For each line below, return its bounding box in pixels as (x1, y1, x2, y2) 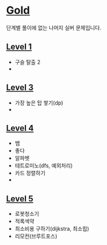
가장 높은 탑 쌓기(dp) (14, 99, 64, 106)
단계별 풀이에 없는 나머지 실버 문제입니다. (6, 24, 102, 31)
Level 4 (6, 123, 34, 133)
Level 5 (6, 194, 34, 204)
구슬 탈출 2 (14, 58, 40, 66)
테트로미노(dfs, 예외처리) (14, 162, 73, 169)
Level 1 (6, 42, 32, 52)
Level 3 (6, 82, 34, 93)
